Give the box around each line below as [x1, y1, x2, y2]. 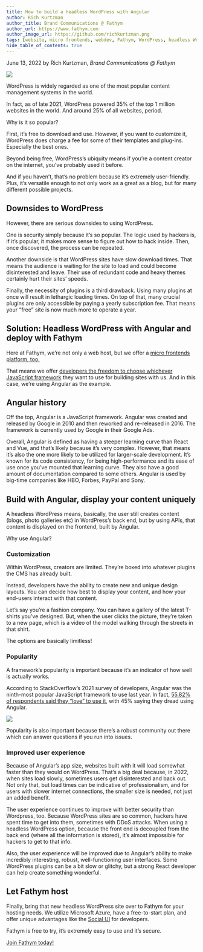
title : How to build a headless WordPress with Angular [6, 8, 150, 15]
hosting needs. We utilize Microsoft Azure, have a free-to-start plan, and [6, 908, 187, 916]
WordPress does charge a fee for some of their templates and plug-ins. [6, 137, 184, 144]
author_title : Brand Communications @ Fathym [6, 20, 123, 26]
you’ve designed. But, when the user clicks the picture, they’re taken [21, 613, 192, 620]
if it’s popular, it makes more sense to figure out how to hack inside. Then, [6, 237, 190, 245]
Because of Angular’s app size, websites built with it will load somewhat [6, 762, 185, 769]
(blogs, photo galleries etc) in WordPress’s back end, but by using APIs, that [6, 517, 195, 524]
